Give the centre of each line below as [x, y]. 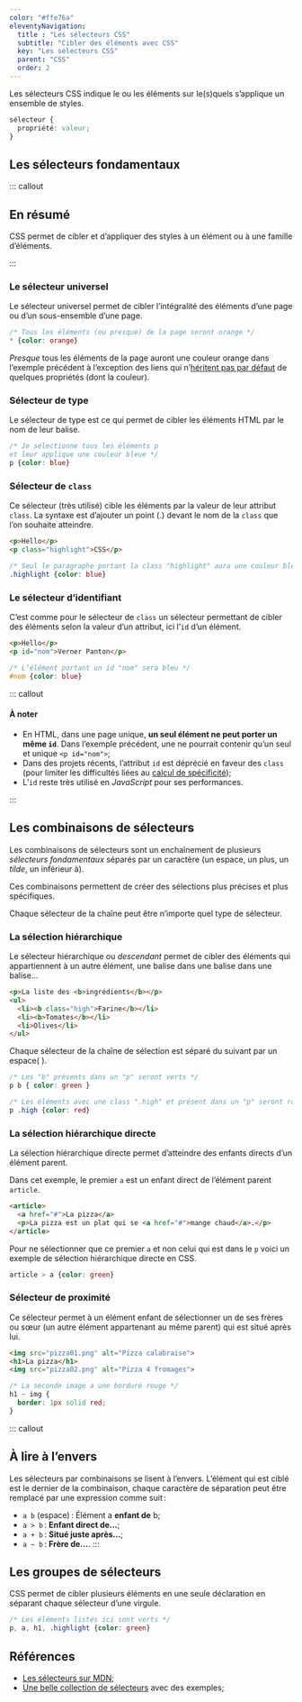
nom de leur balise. [45, 430]
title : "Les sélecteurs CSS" [74, 34]
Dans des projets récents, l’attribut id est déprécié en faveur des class [153, 763]
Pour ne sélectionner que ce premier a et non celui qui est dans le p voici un [150, 1249]
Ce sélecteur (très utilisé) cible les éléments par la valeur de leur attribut [143, 506]
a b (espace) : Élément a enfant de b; [91, 1514]
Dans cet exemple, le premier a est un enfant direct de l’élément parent [141, 1180]
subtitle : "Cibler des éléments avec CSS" [98, 43]
